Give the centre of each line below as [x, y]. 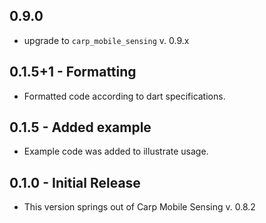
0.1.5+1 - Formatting [73, 72]
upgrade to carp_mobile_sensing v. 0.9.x [106, 40]
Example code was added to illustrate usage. [116, 151]
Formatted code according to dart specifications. [124, 96]
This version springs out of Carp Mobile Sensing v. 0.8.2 [139, 207]
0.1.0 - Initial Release [75, 182]
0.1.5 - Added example [80, 127]
